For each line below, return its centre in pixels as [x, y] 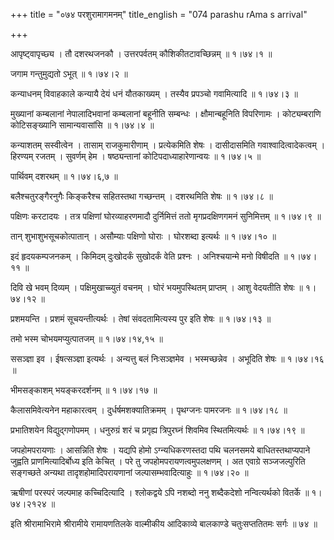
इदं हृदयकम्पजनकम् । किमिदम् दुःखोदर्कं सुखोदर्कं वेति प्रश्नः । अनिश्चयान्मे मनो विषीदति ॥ [149, 256]
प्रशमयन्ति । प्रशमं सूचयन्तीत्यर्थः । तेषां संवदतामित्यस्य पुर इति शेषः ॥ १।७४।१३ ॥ [141, 318]
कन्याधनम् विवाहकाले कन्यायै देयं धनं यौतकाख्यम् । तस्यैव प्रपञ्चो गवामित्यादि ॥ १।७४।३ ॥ [154, 93]
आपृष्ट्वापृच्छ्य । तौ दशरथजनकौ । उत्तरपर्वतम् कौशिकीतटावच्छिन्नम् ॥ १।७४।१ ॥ [141, 53]
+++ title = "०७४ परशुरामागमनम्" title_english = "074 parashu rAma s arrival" [159, 14]
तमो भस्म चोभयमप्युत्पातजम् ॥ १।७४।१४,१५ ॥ [86, 338]
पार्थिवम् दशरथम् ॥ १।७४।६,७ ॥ [64, 176]
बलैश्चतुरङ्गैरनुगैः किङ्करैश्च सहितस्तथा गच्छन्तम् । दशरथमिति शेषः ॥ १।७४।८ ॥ [142, 196]
